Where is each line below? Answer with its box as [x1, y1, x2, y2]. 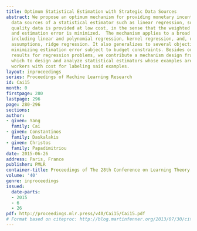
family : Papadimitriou [11, 145, 67, 151]
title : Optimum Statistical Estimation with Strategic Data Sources [6, 8, 177, 15]
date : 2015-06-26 [6, 150, 49, 156]
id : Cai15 [6, 80, 30, 86]
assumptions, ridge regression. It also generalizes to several [11, 42, 172, 48]
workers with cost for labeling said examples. [11, 63, 130, 69]
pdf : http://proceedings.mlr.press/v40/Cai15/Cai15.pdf [6, 211, 145, 217]
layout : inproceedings [6, 69, 62, 75]
